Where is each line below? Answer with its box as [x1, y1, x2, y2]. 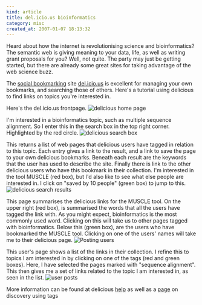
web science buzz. [6, 68, 53, 76]
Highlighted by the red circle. [6, 129, 79, 136]
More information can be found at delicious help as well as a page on [6, 286, 178, 293]
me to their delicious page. [6, 236, 73, 244]
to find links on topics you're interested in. [6, 93, 111, 100]
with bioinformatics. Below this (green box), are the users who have [6, 224, 175, 231]
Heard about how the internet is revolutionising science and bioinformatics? [6, 42, 195, 50]
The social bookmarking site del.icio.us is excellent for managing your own [6, 80, 192, 87]
